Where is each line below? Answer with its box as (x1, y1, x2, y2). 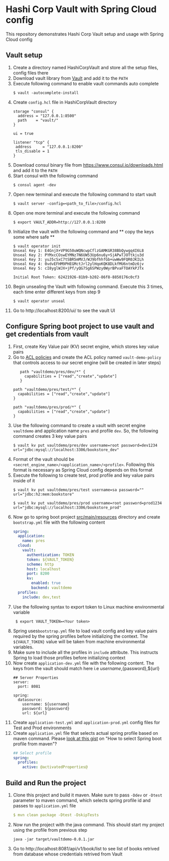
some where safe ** (13, 234, 55, 240)
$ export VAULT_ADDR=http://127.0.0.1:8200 (13, 220, 106, 225)
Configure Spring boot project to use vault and (6, 322, 154, 331)
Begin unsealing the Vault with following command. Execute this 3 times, (13, 283, 163, 289)
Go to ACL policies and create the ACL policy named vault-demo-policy (13, 354, 161, 360)
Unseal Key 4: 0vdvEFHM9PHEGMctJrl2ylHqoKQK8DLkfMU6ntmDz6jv (13, 261, 144, 266)
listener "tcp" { (13, 140, 50, 145)
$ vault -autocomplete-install (13, 90, 79, 95)
